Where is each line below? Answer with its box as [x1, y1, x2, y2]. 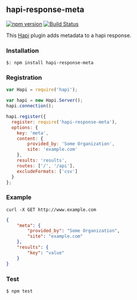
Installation [6, 47, 40, 55]
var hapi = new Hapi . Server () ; [6, 97, 83, 104]
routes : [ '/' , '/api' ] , [17, 163, 76, 169]
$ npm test [6, 288, 33, 294]
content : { [17, 136, 44, 141]
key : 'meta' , [17, 130, 49, 136]
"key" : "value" [27, 250, 65, 256]
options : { [11, 124, 38, 130]
